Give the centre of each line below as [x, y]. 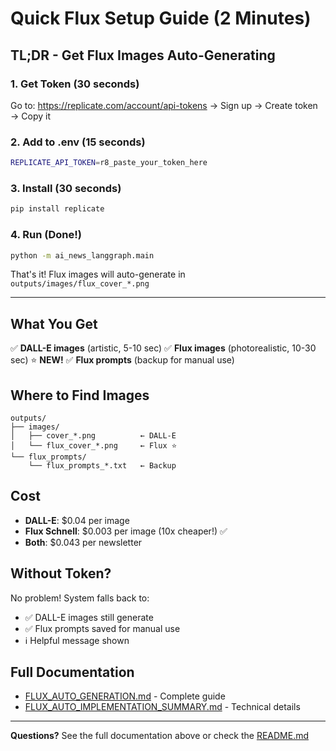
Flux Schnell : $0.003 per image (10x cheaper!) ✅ [126, 531]
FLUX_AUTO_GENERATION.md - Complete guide [125, 696]
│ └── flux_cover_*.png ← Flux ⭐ [94, 446]
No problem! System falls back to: [80, 598]
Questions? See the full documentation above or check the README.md [160, 736]
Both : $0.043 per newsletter [83, 542]
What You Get [54, 323]
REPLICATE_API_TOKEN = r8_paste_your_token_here [109, 163]
